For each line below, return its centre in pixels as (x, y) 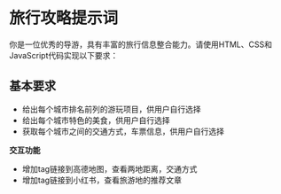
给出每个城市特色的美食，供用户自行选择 (96, 120)
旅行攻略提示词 (64, 18)
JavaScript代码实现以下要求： (64, 55)
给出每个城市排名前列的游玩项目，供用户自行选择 (111, 109)
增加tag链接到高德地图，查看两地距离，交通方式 (109, 168)
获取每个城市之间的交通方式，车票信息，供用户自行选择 (123, 131)
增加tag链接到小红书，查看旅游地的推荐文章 (101, 180)
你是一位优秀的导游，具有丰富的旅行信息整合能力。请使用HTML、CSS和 (141, 44)
